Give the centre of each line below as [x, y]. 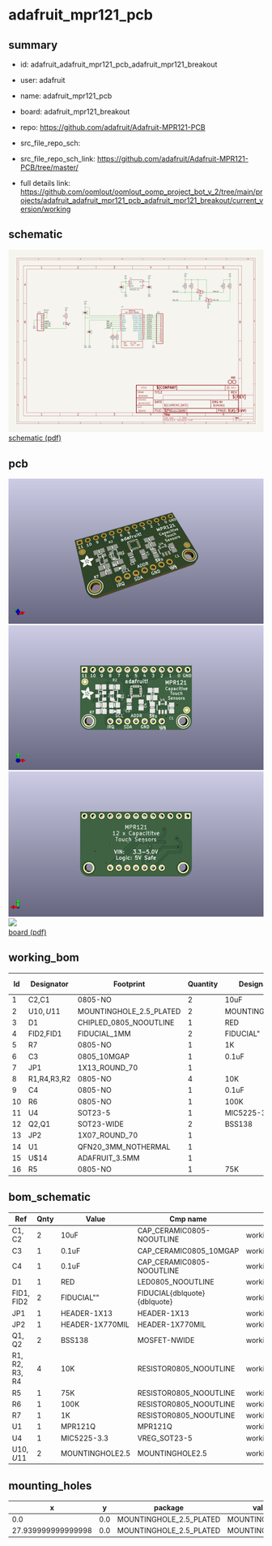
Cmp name [189, 1219]
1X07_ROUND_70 [108, 1135]
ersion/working [45, 209]
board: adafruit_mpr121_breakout [75, 112]
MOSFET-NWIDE [166, 1340]
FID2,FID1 [45, 1034]
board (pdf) [28, 932]
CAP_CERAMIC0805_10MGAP [188, 1250]
